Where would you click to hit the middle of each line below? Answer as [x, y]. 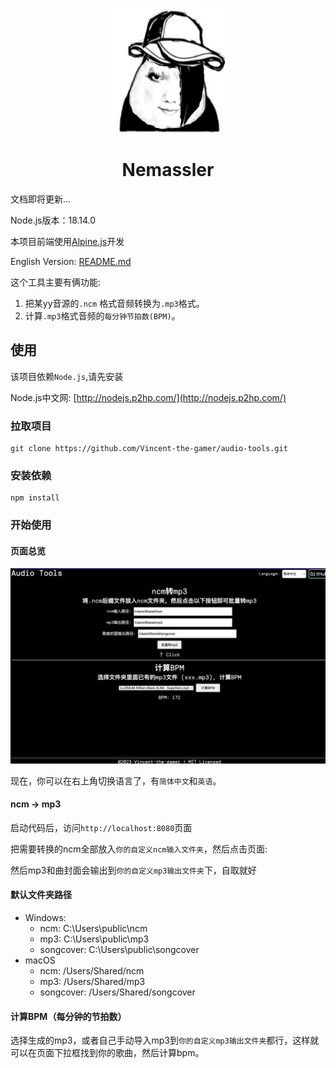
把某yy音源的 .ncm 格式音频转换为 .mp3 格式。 [114, 303]
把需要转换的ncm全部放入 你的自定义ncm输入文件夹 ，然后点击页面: [139, 849]
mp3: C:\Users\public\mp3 [94, 939]
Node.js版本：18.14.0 [53, 220]
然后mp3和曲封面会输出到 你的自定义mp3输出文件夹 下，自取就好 [133, 870]
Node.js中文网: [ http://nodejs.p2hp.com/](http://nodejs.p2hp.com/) [148, 397]
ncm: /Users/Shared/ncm [92, 970]
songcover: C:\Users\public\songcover [119, 949]
